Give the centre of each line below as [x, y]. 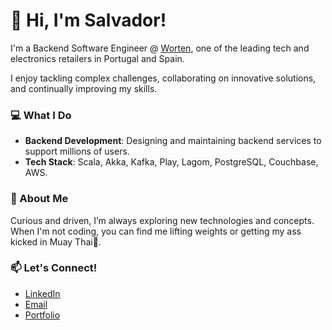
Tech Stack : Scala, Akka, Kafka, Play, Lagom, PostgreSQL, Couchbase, [171, 162]
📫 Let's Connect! [54, 268]
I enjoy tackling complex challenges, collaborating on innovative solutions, [163, 78]
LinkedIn [42, 293]
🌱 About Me [39, 199]
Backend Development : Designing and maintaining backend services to [173, 141]
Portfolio [42, 315]
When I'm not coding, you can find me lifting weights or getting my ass [156, 231]
